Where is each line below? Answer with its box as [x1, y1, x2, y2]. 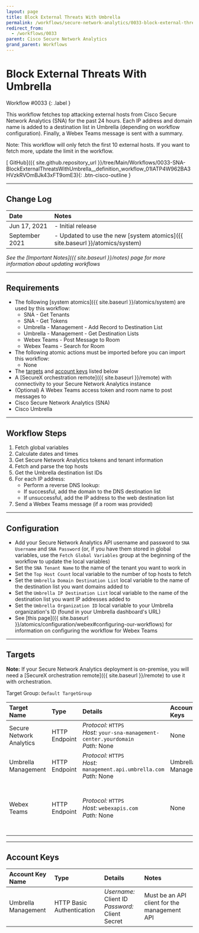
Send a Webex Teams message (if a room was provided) [14, 501, 153, 508]
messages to [14, 393, 46, 400]
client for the [144, 898, 179, 906]
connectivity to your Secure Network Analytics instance [14, 380, 151, 388]
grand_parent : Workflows [6, 42, 68, 48]
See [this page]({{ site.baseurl [14, 615, 89, 622]
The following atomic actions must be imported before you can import [14, 349, 185, 356]
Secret [104, 917, 123, 925]
